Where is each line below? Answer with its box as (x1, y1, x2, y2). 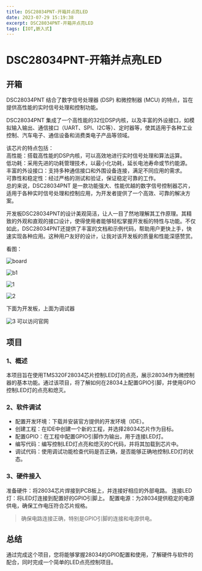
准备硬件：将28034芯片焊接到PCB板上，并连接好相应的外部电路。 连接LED (6, 487, 192, 494)
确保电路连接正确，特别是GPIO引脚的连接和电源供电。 (20, 514, 155, 522)
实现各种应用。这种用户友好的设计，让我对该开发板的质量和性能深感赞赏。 (11, 232, 196, 240)
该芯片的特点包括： (6, 145, 54, 152)
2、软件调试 (6, 403, 41, 411)
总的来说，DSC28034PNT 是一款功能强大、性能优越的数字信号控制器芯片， (6, 182, 194, 190)
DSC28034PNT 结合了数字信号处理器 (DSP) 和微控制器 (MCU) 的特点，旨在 (6, 96, 194, 104)
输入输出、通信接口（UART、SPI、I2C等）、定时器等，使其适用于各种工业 (11, 124, 193, 131)
